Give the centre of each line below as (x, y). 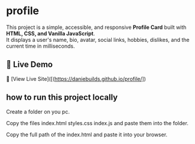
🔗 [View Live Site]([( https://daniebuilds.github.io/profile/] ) (76, 78)
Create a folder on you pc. (38, 112)
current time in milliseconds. (40, 46)
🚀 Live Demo (30, 65)
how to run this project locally (62, 98)
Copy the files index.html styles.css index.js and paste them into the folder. (97, 123)
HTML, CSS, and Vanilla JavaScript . (51, 33)
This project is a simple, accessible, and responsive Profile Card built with (96, 27)
